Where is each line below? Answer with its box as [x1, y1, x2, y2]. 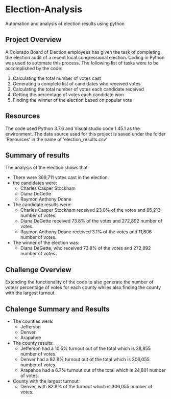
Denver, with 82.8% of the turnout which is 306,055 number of [20, 384, 153, 389]
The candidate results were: [12, 202, 72, 208]
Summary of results [5, 151, 70, 160]
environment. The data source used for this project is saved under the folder [5, 130, 166, 137]
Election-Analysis [5, 4, 83, 15]
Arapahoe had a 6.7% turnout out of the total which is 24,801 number [20, 367, 166, 373]
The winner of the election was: [12, 239, 80, 246]
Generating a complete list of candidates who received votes [12, 80, 141, 86]
